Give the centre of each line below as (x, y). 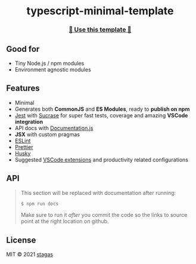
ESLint (23, 141)
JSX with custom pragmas (47, 134)
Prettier (24, 147)
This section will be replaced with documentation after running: (98, 192)
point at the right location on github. (65, 221)
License (21, 240)
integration (29, 122)
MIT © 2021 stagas (30, 254)
